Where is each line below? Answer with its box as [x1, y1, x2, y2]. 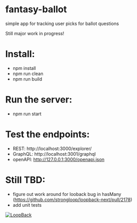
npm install [12, 65, 36, 71]
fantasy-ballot [5, 4, 67, 15]
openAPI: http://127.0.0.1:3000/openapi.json [12, 156, 105, 162]
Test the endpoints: [5, 129, 90, 140]
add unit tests [12, 202, 42, 208]
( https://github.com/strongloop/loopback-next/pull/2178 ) [12, 196, 132, 203]
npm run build [12, 76, 42, 82]
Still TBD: [5, 174, 45, 186]
